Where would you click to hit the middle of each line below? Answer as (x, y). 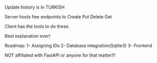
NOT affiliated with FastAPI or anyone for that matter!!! (60, 55)
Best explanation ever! (28, 36)
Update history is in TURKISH (35, 7)
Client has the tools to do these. (37, 26)
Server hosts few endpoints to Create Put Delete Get (58, 17)
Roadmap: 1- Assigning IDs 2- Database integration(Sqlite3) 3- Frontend (78, 46)
